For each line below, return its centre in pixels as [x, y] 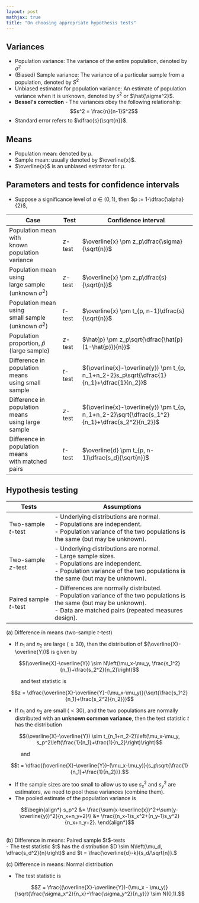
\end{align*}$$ [116, 822]
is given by [64, 652]
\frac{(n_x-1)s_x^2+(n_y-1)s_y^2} [140, 816]
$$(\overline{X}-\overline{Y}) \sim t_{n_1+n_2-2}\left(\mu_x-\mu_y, [99, 736]
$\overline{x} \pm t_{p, [113, 311]
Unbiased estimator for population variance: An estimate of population [100, 88]
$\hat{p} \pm [100, 339]
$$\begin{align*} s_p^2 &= [53, 810]
